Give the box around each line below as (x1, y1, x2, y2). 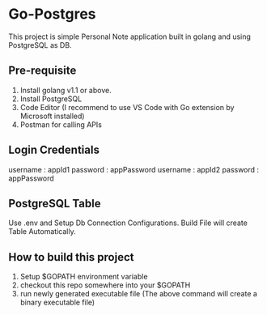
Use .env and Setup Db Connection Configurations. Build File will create (8, 218, 248, 228)
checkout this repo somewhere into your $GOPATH (19, 280, 191, 290)
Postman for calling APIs (19, 119, 103, 130)
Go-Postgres (8, 5, 96, 23)
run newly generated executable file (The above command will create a (19, 289, 257, 299)
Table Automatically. (8, 227, 76, 236)
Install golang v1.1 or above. (19, 85, 112, 95)
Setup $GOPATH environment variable (19, 272, 148, 282)
